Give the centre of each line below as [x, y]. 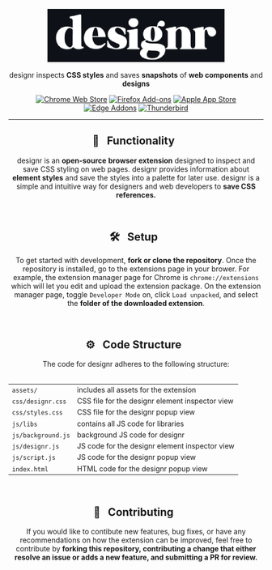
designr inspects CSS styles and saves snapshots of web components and [136, 74]
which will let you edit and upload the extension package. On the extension [136, 286]
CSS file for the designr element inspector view [155, 401]
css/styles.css [37, 413]
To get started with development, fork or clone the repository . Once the [136, 261]
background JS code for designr [130, 435]
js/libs [25, 424]
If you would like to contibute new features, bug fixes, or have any [136, 531]
